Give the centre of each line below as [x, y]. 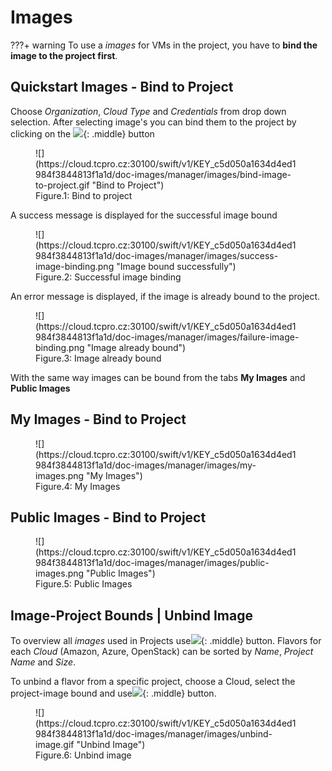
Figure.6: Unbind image [83, 755]
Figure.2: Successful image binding [108, 277]
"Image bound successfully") [176, 266]
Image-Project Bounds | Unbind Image [131, 615]
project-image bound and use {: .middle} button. [113, 693]
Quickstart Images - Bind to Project [122, 87]
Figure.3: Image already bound [98, 358]
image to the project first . [64, 55]
